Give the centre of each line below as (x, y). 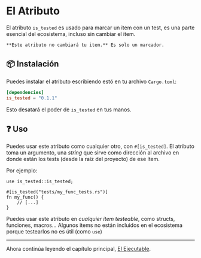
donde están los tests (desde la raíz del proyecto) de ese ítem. (83, 159)
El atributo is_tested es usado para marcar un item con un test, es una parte (100, 28)
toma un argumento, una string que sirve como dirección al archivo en (93, 153)
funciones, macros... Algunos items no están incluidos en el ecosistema (94, 225)
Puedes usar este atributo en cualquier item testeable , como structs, (91, 219)
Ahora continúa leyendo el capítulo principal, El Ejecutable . (79, 249)
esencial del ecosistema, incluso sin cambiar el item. (71, 34)
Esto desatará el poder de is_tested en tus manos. (69, 110)
